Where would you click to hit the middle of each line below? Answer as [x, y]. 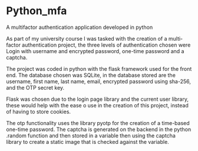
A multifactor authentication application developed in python [80, 27]
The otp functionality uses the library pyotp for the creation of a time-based [98, 123]
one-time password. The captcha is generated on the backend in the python [99, 129]
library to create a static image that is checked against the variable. [88, 142]
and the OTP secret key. [35, 87]
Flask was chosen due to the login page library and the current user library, [97, 99]
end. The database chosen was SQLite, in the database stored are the [91, 75]
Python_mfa [37, 11]
